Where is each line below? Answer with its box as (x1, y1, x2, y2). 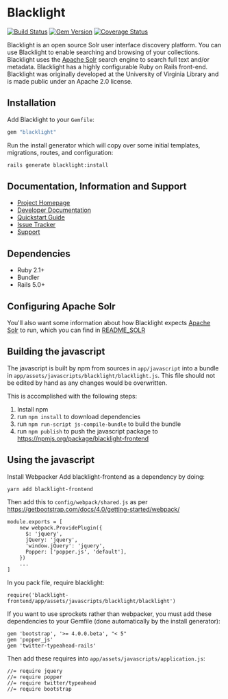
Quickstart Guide (16, 213, 65, 222)
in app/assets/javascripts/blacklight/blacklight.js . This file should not (7, 371, 216, 379)
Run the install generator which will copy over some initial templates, (7, 141, 201, 149)
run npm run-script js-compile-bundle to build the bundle (16, 420, 181, 428)
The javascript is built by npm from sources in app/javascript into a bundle (7, 364, 219, 372)
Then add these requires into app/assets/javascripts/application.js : (7, 654, 205, 663)
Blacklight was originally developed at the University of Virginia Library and (7, 70, 219, 78)
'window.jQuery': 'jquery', (25, 542, 106, 549)
